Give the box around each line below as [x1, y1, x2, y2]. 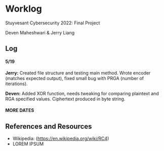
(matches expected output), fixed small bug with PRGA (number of [5, 75, 144, 81]
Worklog [5, 3, 42, 15]
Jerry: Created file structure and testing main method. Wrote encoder [5, 69, 151, 76]
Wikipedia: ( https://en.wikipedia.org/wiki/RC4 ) [12, 135, 109, 141]
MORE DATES [5, 107, 34, 114]
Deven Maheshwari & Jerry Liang [5, 29, 75, 35]
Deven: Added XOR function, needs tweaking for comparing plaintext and [5, 90, 159, 96]
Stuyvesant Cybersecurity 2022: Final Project [5, 20, 100, 26]
